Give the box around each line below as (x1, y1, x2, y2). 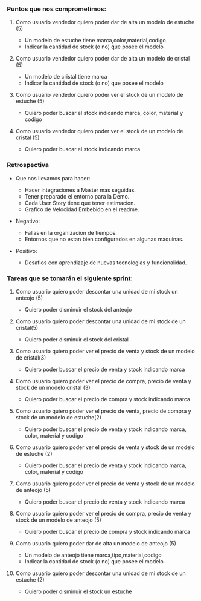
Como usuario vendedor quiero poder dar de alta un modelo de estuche (15, 19, 195, 26)
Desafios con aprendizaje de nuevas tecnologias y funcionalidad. (24, 259, 187, 266)
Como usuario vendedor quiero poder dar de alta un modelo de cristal (15, 55, 190, 62)
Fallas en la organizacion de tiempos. (24, 229, 117, 236)
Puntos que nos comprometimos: (7, 5, 107, 13)
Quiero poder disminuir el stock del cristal (24, 335, 129, 343)
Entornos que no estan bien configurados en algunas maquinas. (24, 235, 184, 243)
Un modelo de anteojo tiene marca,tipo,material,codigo (24, 551, 162, 559)
